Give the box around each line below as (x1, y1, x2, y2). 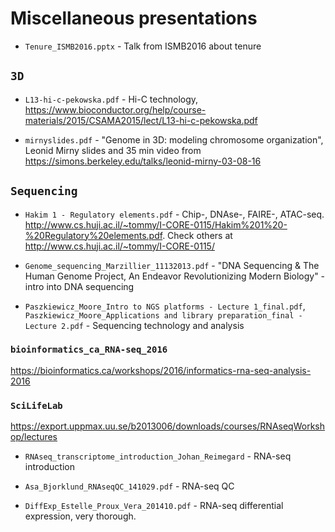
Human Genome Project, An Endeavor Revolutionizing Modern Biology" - (24, 270, 326, 282)
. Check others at (162, 229, 233, 241)
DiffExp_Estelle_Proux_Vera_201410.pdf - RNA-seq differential (24, 500, 284, 512)
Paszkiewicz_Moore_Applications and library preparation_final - (24, 310, 303, 321)
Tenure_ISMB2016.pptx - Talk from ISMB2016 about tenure (24, 40, 262, 52)
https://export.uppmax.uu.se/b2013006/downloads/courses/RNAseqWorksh (10, 420, 325, 432)
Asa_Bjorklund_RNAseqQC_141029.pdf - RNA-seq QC (24, 480, 235, 492)
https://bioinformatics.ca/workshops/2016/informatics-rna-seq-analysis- (10, 364, 312, 376)
